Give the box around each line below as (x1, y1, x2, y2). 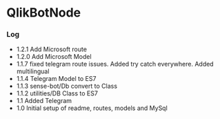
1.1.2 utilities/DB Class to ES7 (16, 89, 98, 98)
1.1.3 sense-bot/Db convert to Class (16, 82, 118, 91)
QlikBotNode (6, 5, 81, 21)
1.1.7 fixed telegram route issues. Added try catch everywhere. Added (16, 60, 214, 68)
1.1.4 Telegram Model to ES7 (16, 75, 97, 83)
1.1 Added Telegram (16, 97, 72, 105)
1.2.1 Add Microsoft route (16, 45, 88, 53)
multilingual (16, 67, 50, 75)
